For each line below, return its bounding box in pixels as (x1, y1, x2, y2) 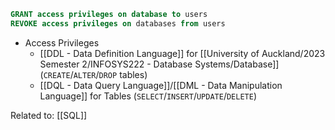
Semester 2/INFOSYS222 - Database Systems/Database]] (39, 58, 280, 70)
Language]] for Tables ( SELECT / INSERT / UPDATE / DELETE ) (39, 90, 257, 102)
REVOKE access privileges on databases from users (10, 18, 226, 29)
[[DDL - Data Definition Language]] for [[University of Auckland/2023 (39, 47, 326, 59)
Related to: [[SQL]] (10, 109, 88, 121)
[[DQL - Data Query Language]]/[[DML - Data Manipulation (39, 79, 283, 91)
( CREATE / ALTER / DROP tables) (39, 68, 148, 80)
